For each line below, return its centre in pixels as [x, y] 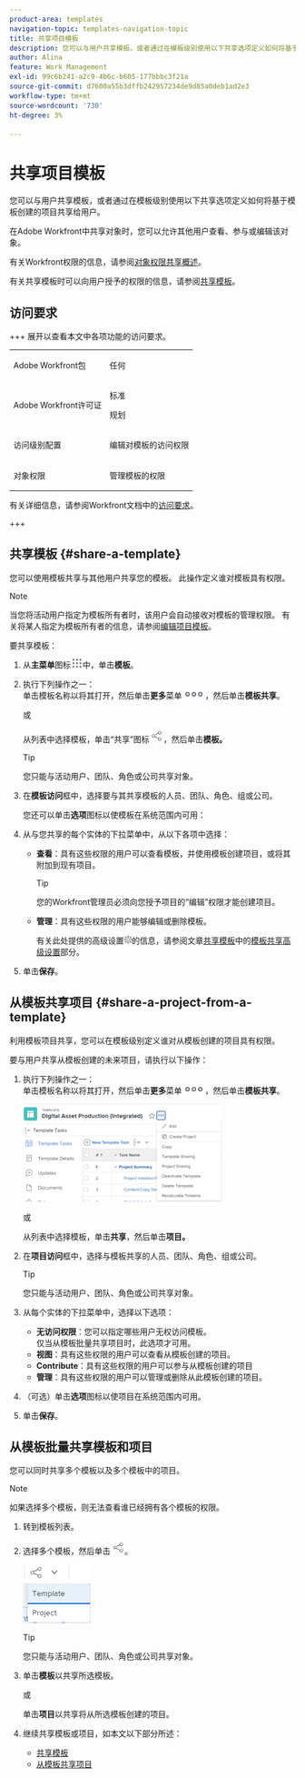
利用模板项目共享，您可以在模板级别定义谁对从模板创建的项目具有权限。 [144, 1040]
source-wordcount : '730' [56, 105]
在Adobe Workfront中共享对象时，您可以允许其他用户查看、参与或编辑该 [145, 231]
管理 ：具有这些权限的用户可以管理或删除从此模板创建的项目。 [152, 1377]
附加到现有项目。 [68, 865]
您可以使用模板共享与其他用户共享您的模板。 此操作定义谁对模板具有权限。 [150, 578]
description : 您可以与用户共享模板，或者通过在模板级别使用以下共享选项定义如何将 [148, 48]
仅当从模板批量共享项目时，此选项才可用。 [116, 1342]
